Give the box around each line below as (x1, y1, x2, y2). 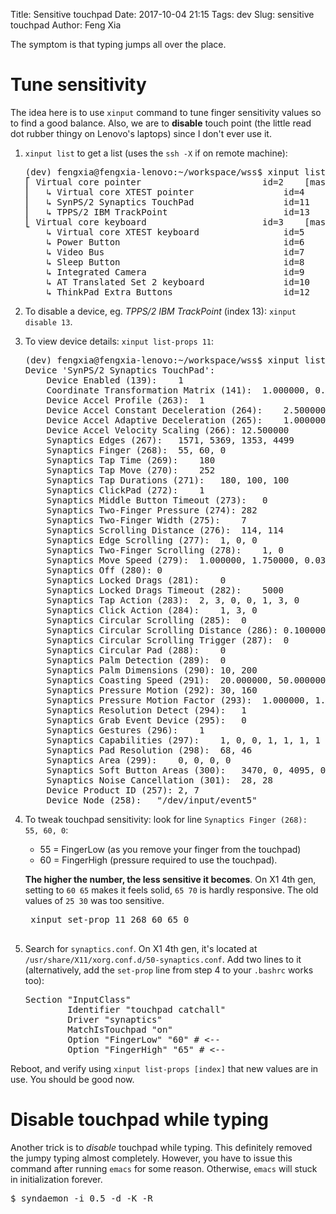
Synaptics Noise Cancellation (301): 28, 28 (46, 774, 273, 786)
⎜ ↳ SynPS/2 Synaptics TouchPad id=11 (24, 196, 310, 208)
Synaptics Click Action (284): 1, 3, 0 (46, 604, 258, 616)
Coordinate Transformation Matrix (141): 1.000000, (46, 384, 310, 396)
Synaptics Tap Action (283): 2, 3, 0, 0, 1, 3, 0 (46, 594, 300, 606)
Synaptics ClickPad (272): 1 (46, 484, 205, 496)
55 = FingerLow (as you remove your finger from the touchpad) (39, 843, 302, 855)
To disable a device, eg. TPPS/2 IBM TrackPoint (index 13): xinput (24, 305, 297, 317)
